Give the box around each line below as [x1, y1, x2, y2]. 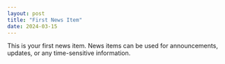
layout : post [7, 10, 45, 17]
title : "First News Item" [7, 17, 82, 23]
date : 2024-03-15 [7, 23, 58, 30]
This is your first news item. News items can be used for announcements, [7, 42, 218, 50]
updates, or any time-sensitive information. [7, 49, 131, 57]
